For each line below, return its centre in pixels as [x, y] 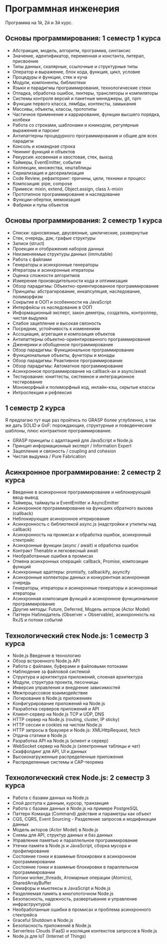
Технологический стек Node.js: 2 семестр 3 [77, 778]
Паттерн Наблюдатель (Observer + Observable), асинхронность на [83, 615]
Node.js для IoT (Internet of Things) [49, 936]
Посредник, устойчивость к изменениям [56, 328]
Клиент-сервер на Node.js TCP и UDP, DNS [58, 714]
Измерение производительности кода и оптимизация [70, 281]
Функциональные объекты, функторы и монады [63, 355]
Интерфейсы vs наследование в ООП [52, 307]
